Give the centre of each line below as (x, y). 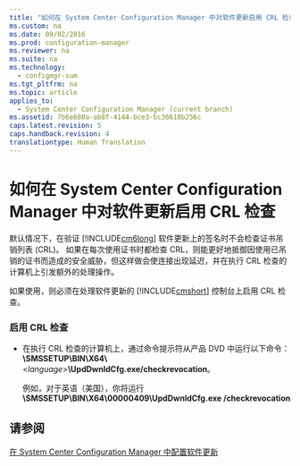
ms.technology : (37, 68)
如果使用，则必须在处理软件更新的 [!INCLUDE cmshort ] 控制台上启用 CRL (143, 291)
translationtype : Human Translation (77, 142)
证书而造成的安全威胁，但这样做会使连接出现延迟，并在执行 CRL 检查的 (156, 260)
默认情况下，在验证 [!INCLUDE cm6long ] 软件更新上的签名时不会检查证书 (143, 238)
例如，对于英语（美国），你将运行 (83, 388)
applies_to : (31, 101)
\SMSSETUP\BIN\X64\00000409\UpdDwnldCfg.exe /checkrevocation (156, 398)
